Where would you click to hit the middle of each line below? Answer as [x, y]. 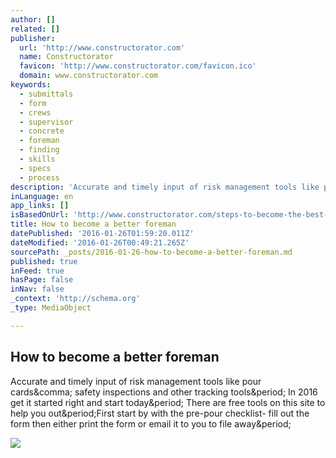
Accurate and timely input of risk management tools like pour [136, 381]
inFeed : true [37, 271]
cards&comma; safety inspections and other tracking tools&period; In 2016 [164, 392]
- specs [35, 168]
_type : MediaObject [51, 308]
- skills [37, 159]
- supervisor [46, 122]
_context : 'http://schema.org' [75, 299]
